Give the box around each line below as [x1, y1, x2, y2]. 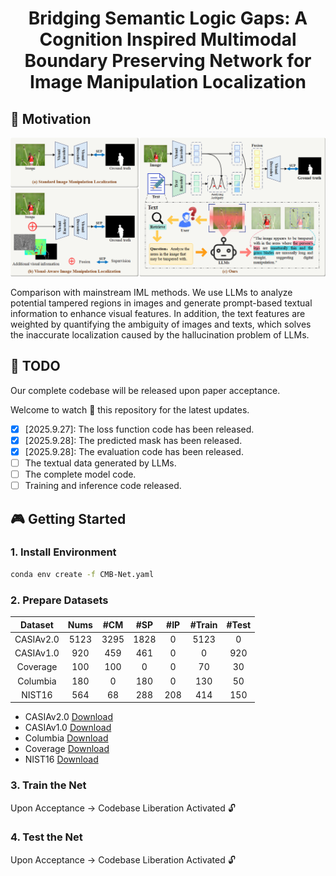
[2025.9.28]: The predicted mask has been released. [24, 434, 243, 446]
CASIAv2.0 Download [24, 711, 114, 723]
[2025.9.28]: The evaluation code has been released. [24, 445, 244, 457]
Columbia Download [24, 732, 109, 744]
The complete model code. [24, 468, 137, 481]
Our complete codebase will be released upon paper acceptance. [10, 384, 281, 396]
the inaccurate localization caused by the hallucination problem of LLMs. [10, 328, 310, 341]
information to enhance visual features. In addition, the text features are [10, 307, 306, 319]
